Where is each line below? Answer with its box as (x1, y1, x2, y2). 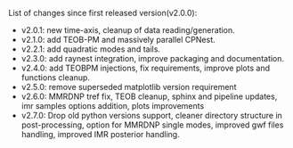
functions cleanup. (20, 72, 91, 83)
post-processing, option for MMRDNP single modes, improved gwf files (20, 119, 284, 130)
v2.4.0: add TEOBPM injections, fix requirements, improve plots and (20, 62, 271, 73)
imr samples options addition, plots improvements (20, 101, 205, 111)
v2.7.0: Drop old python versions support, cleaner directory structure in (20, 111, 282, 120)
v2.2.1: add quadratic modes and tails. (20, 44, 161, 54)
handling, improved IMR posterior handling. (20, 129, 180, 139)
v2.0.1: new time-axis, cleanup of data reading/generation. (20, 25, 235, 35)
